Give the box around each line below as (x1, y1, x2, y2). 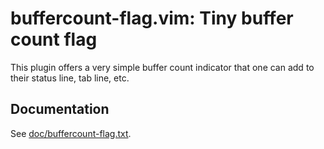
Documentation (10, 101, 110, 118)
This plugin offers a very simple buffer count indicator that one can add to (10, 61, 315, 73)
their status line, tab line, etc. (10, 72, 130, 84)
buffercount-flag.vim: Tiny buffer (10, 7, 294, 30)
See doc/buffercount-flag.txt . (10, 127, 132, 139)
